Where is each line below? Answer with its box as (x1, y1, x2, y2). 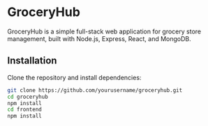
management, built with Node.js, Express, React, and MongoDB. (7, 34, 192, 42)
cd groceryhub (7, 93, 49, 100)
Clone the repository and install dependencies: (7, 73, 142, 81)
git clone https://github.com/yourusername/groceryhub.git (7, 86, 183, 94)
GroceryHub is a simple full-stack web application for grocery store (7, 27, 201, 36)
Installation (7, 55, 57, 67)
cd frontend (7, 106, 42, 113)
